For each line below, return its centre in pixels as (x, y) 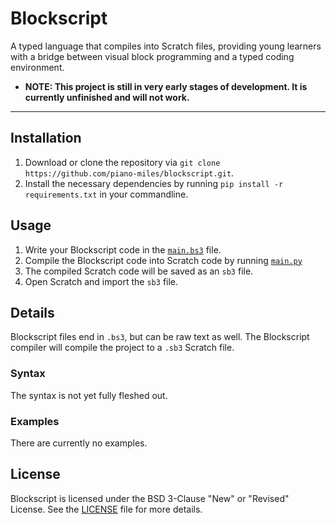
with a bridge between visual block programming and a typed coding (152, 56)
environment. (37, 67)
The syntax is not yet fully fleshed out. (89, 395)
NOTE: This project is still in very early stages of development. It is (166, 86)
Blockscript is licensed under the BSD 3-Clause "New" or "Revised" (150, 498)
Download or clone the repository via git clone (122, 162)
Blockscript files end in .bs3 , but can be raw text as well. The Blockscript (160, 337)
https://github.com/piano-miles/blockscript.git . (129, 173)
